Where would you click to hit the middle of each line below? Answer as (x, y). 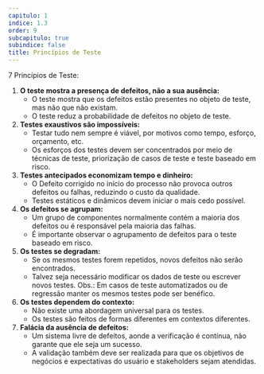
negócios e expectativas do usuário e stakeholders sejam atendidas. (144, 361)
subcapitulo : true (39, 38)
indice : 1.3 (28, 23)
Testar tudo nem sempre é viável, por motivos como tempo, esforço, (144, 133)
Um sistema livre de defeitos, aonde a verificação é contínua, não (139, 336)
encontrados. (53, 268)
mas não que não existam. (75, 107)
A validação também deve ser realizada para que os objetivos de (138, 353)
